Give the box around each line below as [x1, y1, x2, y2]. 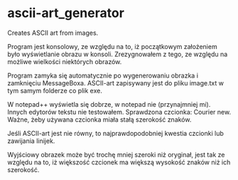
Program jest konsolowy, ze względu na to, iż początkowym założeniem [7, 42, 218, 51]
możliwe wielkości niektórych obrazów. [7, 57, 122, 65]
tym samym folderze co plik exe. [7, 86, 103, 95]
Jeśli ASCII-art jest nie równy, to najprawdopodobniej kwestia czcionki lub [7, 129, 224, 137]
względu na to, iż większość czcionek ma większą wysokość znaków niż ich [7, 158, 231, 166]
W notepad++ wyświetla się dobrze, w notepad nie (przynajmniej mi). [7, 100, 211, 108]
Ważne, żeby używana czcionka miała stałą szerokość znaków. [7, 115, 192, 124]
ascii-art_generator [7, 5, 124, 21]
